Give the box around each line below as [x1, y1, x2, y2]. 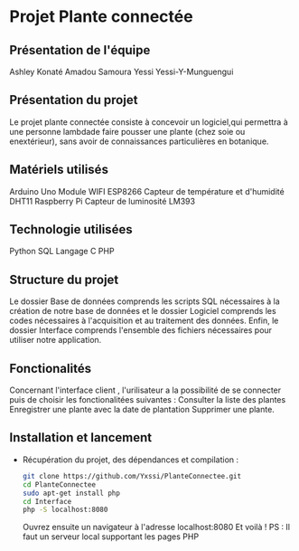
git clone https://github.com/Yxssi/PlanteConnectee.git [22, 471, 242, 480]
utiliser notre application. [9, 335, 102, 346]
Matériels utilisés [9, 162, 108, 177]
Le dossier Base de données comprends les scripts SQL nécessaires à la [9, 296, 280, 307]
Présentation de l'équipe [9, 43, 151, 58]
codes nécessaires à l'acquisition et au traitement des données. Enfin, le [9, 315, 279, 327]
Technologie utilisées [9, 222, 133, 237]
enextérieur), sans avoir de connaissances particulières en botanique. [9, 136, 269, 147]
